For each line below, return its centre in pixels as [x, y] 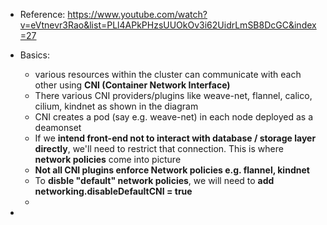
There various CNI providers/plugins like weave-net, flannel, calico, [173, 95]
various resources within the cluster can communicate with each [168, 74]
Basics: [35, 55]
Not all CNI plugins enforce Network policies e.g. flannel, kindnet [172, 170]
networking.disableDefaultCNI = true [113, 191]
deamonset [58, 127]
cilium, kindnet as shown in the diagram [116, 106]
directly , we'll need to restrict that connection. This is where [159, 148]
